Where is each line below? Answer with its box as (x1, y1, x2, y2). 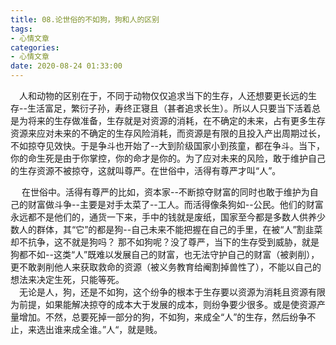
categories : (10, 42, 60, 53)
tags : (10, 24, 33, 34)
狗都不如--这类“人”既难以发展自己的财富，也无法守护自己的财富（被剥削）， (10, 249, 320, 260)
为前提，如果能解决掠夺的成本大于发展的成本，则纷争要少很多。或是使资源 (10, 299, 317, 310)
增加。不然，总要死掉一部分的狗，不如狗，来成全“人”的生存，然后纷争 (18, 311, 308, 323)
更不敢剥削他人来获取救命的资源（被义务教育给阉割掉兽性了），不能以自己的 (10, 261, 322, 273)
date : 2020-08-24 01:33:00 (10, 61, 123, 71)
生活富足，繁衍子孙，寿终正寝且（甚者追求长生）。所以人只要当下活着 (26, 102, 312, 114)
